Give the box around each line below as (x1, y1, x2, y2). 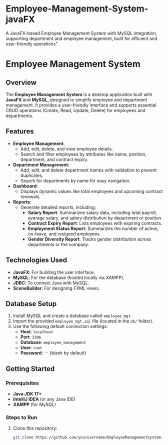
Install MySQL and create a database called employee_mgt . (12, 313, 132, 319)
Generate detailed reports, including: (20, 204, 96, 210)
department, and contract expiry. (20, 156, 88, 162)
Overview (5, 78, 37, 86)
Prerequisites (5, 379, 39, 386)
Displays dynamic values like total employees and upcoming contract (20, 188, 163, 194)
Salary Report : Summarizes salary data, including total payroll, (27, 209, 157, 215)
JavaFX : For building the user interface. (12, 269, 95, 275)
